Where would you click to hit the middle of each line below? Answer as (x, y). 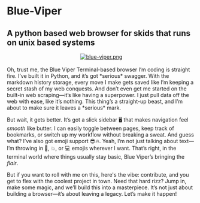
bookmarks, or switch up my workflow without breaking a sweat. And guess (100, 135)
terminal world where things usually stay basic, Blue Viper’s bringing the (96, 157)
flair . (13, 163)
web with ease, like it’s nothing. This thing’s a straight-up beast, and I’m (95, 101)
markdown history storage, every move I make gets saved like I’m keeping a (100, 82)
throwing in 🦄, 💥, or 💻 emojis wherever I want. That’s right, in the (96, 148)
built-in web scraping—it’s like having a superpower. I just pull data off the (98, 95)
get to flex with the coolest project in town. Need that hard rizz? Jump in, (97, 181)
